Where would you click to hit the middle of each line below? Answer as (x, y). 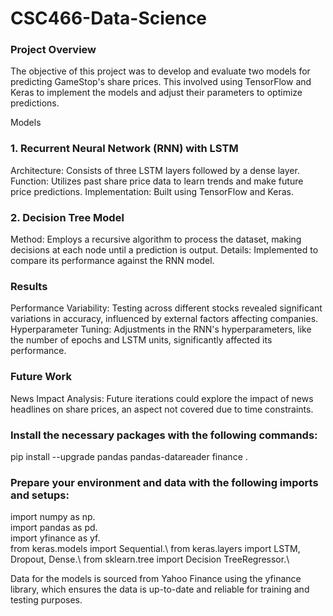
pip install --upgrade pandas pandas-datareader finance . (129, 456)
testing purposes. (46, 600)
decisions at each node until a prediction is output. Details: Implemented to (164, 250)
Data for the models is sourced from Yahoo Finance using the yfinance (156, 579)
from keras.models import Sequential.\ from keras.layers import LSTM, (155, 549)
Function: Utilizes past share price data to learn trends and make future (157, 181)
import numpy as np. (53, 517)
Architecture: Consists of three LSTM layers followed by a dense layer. (155, 170)
